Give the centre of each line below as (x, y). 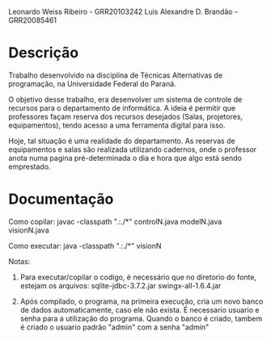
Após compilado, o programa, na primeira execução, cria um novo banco (142, 301)
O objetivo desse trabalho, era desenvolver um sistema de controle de (125, 99)
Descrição (44, 53)
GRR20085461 (33, 20)
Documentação (61, 199)
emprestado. (30, 166)
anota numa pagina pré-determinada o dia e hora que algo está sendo (125, 157)
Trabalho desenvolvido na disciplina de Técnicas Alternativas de (116, 75)
